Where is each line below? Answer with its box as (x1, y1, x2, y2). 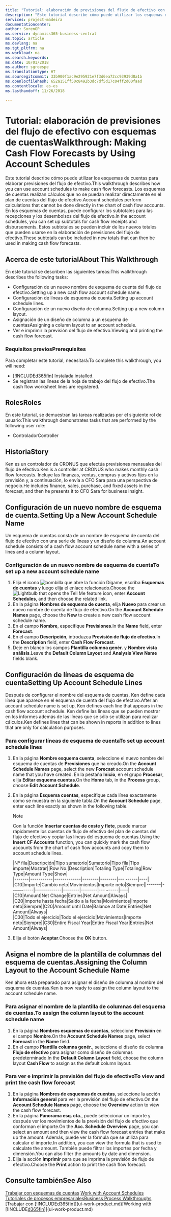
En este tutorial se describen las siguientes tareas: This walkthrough (5, 269, 147, 275)
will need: (5, 362, 25, 369)
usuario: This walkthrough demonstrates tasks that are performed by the (5, 417, 156, 423)
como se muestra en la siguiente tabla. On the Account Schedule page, (12, 798, 162, 804)
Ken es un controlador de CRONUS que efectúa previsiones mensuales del (5, 461, 162, 467)
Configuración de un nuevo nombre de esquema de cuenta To (5, 561, 159, 568)
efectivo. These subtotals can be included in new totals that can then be (5, 235, 155, 241)
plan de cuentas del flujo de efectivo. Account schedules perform (5, 197, 141, 203)
